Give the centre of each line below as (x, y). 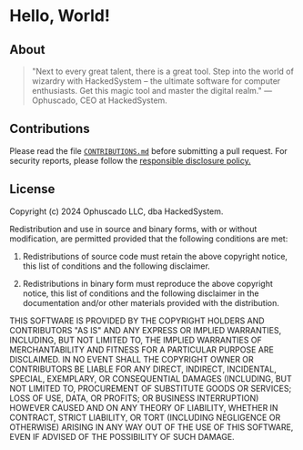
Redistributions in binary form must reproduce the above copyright (147, 283)
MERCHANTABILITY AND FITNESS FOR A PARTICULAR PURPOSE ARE (142, 349)
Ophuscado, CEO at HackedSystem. (100, 100)
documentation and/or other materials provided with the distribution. (151, 302)
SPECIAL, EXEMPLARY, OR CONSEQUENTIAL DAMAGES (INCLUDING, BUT (151, 378)
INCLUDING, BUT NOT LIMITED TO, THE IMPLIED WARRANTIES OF (136, 340)
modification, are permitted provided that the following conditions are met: (149, 239)
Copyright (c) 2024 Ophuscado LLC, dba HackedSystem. (116, 211)
